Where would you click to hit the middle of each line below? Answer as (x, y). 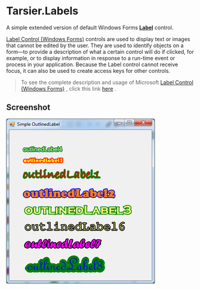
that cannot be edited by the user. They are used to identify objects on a (95, 45)
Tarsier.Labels (42, 11)
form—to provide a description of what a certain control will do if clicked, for (100, 51)
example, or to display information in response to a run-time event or (91, 58)
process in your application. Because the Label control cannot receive (92, 64)
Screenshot (28, 108)
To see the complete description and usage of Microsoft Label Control (107, 82)
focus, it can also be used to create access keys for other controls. (88, 70)
